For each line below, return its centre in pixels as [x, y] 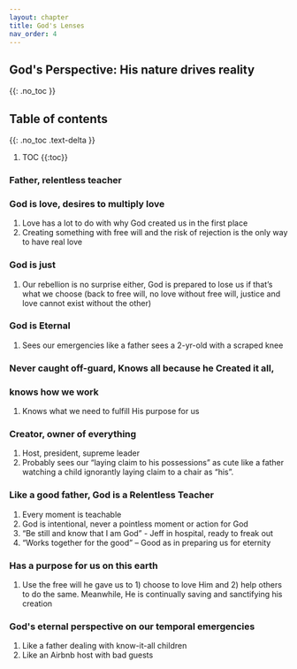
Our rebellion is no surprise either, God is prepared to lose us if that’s [147, 284]
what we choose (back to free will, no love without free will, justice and [151, 294]
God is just [32, 265]
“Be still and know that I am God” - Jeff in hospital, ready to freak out [148, 533]
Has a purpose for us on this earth [84, 565]
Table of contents [58, 119]
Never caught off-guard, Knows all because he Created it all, [142, 368]
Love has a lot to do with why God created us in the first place [135, 223]
